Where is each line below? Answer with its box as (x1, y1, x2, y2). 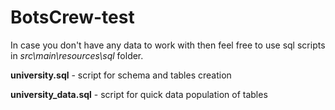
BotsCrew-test (10, 6, 135, 29)
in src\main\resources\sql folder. (10, 49, 144, 61)
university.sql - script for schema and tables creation (10, 69, 232, 81)
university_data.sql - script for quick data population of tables (10, 88, 268, 100)
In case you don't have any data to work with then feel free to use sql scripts (10, 39, 326, 51)
